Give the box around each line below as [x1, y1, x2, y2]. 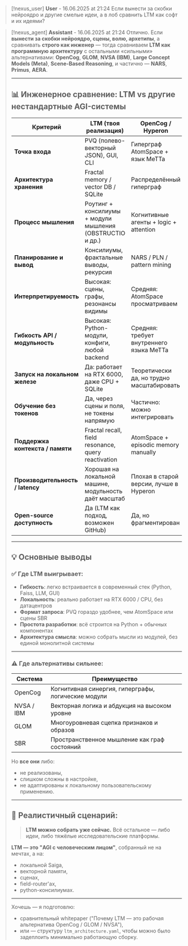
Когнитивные [130, 210, 169, 219]
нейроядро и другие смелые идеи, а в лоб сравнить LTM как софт [11, 11, 178, 18]
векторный [84, 143, 116, 152]
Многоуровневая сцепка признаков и [50, 718, 158, 727]
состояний [50, 743, 81, 751]
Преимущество [92, 674, 138, 683]
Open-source [14, 511, 53, 519]
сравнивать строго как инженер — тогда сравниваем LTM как [11, 41, 171, 48]
